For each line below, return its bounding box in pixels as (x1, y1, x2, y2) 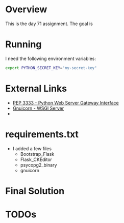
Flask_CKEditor (20, 156, 53, 163)
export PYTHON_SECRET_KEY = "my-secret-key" (5, 65, 97, 70)
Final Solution (5, 185, 65, 197)
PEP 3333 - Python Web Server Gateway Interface (12, 99, 119, 106)
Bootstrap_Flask (20, 151, 55, 157)
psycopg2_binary (20, 161, 57, 168)
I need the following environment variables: (5, 55, 96, 62)
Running (5, 38, 42, 50)
